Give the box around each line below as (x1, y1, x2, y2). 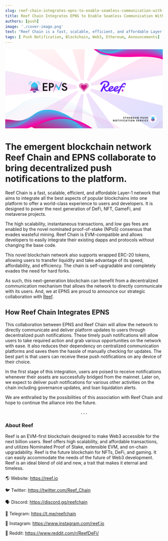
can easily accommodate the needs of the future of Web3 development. (5, 455, 153, 461)
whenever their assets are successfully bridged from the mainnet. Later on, (5, 374, 160, 380)
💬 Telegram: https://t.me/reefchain (5, 511, 76, 517)
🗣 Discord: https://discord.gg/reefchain (5, 499, 87, 505)
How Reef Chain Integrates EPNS (5, 308, 110, 317)
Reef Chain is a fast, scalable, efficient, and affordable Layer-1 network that (5, 190, 160, 196)
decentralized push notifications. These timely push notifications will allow (5, 332, 158, 338)
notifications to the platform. (5, 173, 127, 185)
